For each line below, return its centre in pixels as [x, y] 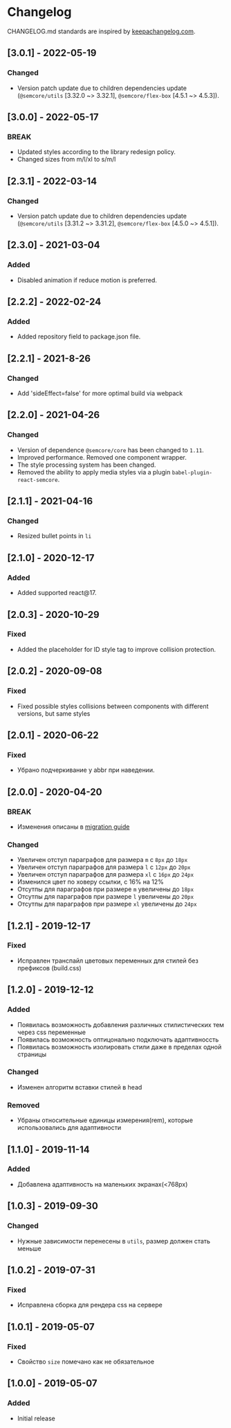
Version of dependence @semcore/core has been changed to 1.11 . [110, 450]
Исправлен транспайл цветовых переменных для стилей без [108, 961]
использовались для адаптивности [69, 1128]
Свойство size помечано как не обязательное [85, 1361]
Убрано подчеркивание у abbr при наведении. [86, 770]
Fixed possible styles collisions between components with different [113, 706]
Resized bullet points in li [54, 536]
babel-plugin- [192, 472]
